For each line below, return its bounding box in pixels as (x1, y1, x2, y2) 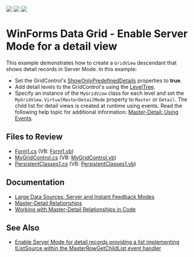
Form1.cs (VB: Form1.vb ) (14, 147, 74, 155)
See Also (6, 223, 40, 233)
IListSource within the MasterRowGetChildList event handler (14, 245, 161, 252)
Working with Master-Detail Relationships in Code (14, 205, 136, 213)
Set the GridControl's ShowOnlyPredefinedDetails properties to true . (14, 77, 182, 84)
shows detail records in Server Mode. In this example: (6, 65, 137, 72)
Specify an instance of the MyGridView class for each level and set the (14, 89, 185, 97)
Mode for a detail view (6, 40, 118, 53)
